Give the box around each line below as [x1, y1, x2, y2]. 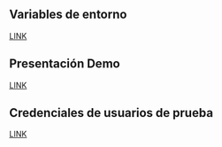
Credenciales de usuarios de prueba [9, 105, 214, 120]
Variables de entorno [9, 7, 127, 22]
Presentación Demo [9, 57, 121, 72]
